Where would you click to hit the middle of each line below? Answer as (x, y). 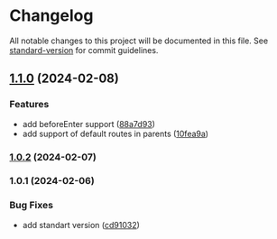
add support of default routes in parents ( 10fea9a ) (115, 133)
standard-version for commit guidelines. (84, 50)
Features (29, 105)
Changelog (51, 16)
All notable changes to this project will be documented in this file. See (139, 41)
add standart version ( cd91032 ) (81, 225)
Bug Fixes (32, 206)
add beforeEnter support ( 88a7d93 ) (89, 124)
